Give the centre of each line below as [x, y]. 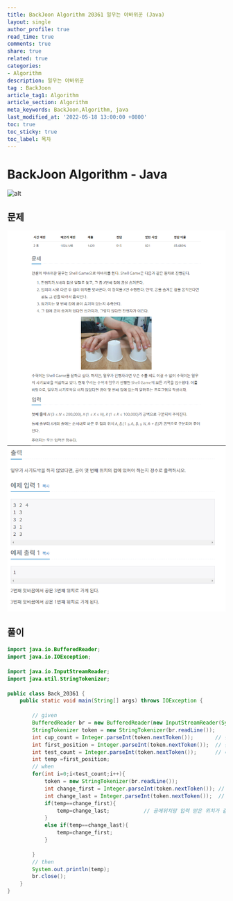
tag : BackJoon [29, 88]
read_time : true [31, 37]
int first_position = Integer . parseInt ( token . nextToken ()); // [127, 745]
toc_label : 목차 [29, 139]
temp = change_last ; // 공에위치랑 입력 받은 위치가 [138, 811]
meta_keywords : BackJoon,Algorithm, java [68, 110]
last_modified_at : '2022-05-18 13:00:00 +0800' [77, 117]
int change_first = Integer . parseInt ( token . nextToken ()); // [135, 789]
